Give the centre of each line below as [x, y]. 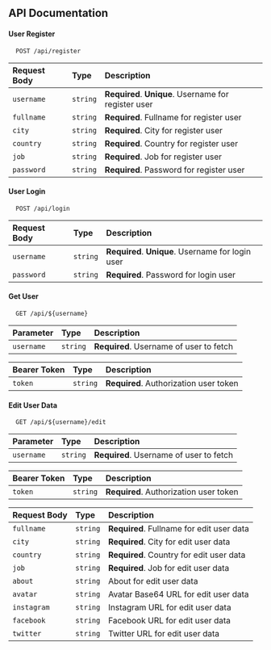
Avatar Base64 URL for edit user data [178, 594]
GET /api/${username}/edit [61, 422]
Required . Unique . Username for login [179, 251]
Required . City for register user [164, 130]
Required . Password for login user [171, 275]
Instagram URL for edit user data [169, 607]
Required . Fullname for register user [173, 117]
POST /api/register [48, 51]
